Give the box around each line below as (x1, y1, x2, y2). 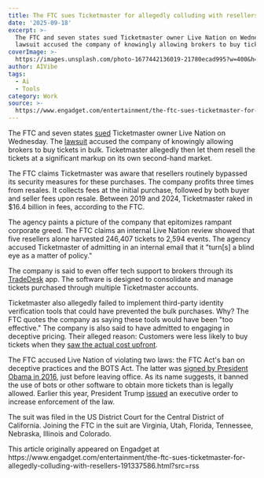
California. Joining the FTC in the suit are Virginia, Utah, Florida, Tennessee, (8, 421, 254, 430)
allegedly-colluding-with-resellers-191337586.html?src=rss (8, 461, 200, 470)
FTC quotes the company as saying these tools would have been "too (8, 315, 233, 324)
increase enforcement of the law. (8, 397, 115, 406)
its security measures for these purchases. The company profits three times (8, 177, 254, 186)
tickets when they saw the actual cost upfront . (8, 340, 159, 349)
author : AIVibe (8, 63, 58, 71)
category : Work (8, 92, 58, 100)
